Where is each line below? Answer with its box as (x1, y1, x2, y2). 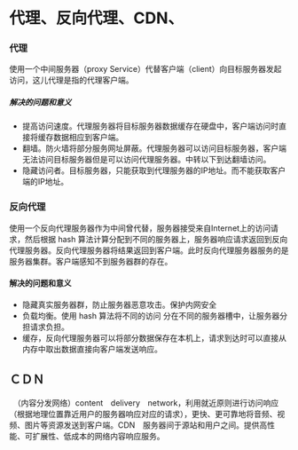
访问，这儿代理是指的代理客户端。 (9, 75, 134, 85)
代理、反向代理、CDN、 (9, 8, 184, 28)
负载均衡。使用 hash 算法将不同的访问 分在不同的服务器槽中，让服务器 (21, 310, 280, 320)
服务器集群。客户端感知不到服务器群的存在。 (9, 256, 173, 266)
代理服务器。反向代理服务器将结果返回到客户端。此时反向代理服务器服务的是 (9, 245, 289, 256)
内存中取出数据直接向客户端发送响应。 (21, 343, 162, 354)
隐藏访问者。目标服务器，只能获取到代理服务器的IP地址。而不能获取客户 (21, 165, 286, 176)
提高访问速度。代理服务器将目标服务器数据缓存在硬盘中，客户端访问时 (21, 121, 279, 131)
